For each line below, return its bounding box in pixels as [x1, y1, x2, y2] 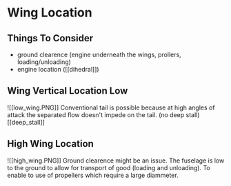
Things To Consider [7, 32, 94, 44]
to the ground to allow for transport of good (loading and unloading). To [7, 163, 210, 172]
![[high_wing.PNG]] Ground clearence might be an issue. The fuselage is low [7, 156, 225, 165]
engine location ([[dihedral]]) [17, 65, 99, 73]
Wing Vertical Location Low [7, 85, 128, 97]
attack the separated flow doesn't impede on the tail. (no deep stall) [7, 110, 200, 118]
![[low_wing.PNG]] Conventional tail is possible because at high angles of [7, 103, 215, 112]
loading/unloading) [17, 58, 71, 66]
